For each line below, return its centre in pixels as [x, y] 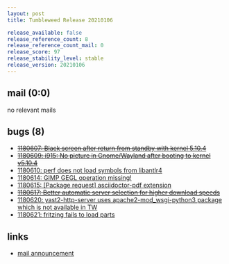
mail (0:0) [29, 93]
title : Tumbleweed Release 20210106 [60, 20]
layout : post [26, 14]
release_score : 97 [34, 52]
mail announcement [45, 254]
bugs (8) [26, 132]
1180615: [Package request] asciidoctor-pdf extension [94, 185]
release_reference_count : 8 [48, 39]
